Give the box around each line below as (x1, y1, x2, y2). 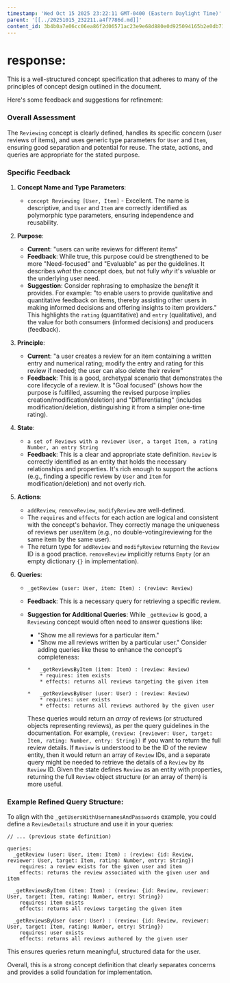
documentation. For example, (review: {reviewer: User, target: (27, 729, 213, 737)
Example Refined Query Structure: (7, 797, 124, 806)
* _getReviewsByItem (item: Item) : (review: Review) (27, 666, 190, 673)
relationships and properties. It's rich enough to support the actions (27, 464, 218, 473)
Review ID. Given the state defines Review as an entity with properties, (27, 765, 222, 773)
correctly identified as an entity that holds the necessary (27, 457, 187, 466)
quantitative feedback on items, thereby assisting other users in (27, 296, 207, 304)
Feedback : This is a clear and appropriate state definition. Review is (27, 450, 218, 458)
